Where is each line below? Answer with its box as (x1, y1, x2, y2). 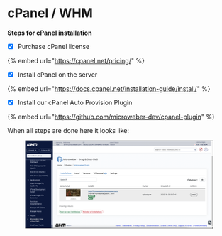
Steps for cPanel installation (7, 28, 92, 37)
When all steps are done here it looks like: (7, 127, 130, 135)
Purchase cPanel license (17, 42, 90, 50)
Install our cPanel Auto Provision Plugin (17, 98, 133, 107)
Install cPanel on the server (17, 70, 98, 79)
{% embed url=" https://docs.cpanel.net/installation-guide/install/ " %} (7, 85, 211, 93)
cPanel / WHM (7, 5, 94, 21)
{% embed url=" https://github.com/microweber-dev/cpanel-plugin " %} (7, 112, 215, 122)
